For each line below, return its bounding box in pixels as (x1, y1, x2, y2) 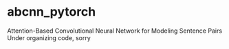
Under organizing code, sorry (7, 33, 91, 42)
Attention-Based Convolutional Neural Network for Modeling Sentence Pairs (7, 27, 222, 35)
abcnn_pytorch (7, 4, 96, 20)
